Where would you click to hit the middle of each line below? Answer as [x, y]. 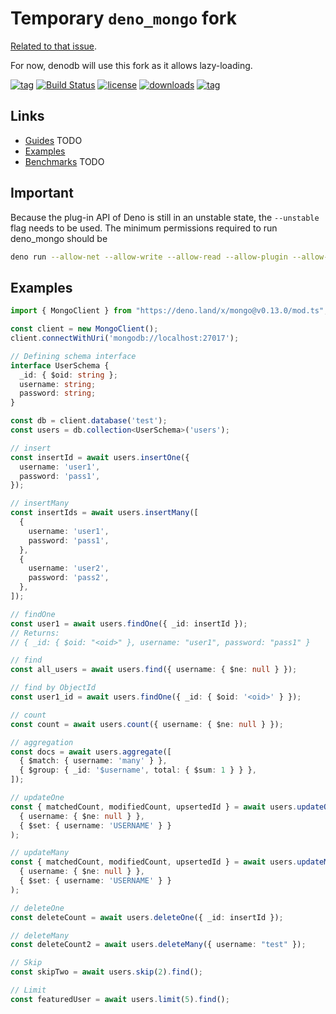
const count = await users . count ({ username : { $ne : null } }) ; [147, 724]
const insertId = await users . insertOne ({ [100, 457]
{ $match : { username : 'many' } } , [93, 761]
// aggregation [42, 742]
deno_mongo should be [59, 238]
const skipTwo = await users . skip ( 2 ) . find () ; [106, 972]
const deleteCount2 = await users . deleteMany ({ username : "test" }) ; [158, 945]
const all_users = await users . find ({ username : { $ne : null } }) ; [154, 670]
